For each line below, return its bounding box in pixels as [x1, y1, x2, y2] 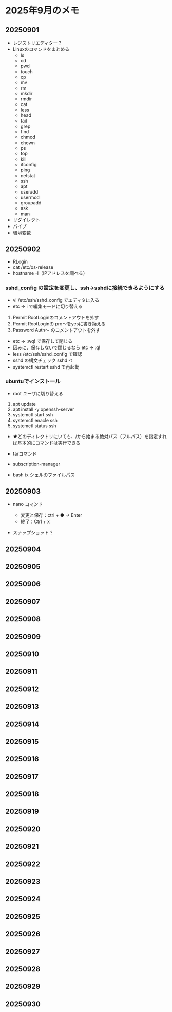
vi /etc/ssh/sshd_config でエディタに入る [12, 297, 100, 303]
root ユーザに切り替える [12, 391, 63, 397]
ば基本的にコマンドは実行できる [12, 440, 81, 446]
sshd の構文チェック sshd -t [12, 357, 72, 363]
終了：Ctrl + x [20, 518, 50, 525]
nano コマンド [12, 501, 43, 508]
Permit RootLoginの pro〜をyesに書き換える [12, 321, 106, 327]
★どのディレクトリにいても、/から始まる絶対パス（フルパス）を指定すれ [12, 433, 167, 440]
